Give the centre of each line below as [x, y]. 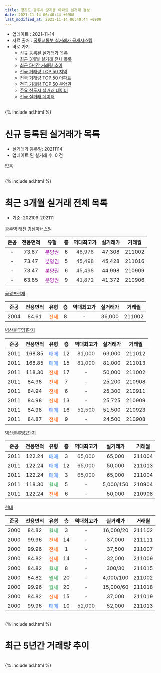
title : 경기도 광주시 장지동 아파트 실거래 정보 [48, 10]
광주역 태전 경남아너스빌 [29, 229]
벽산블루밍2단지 [21, 433]
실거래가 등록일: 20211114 [37, 149]
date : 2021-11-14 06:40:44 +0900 [40, 15]
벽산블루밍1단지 [20, 330]
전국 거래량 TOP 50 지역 [43, 72]
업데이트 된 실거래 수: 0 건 [38, 155]
